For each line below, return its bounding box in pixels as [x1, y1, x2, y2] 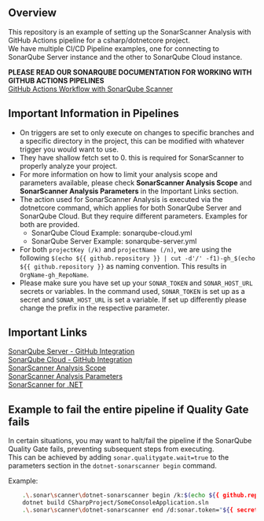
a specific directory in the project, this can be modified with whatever [19, 136, 245, 145]
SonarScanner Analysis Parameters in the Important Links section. [19, 186, 239, 196]
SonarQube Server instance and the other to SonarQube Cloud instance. [8, 52, 243, 61]
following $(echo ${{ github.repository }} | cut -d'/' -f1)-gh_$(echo [19, 253, 255, 262]
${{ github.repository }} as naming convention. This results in [19, 261, 227, 270]
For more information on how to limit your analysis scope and [19, 169, 218, 179]
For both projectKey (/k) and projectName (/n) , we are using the [19, 244, 232, 254]
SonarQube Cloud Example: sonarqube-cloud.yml [31, 228, 192, 237]
